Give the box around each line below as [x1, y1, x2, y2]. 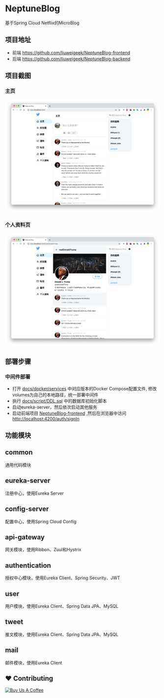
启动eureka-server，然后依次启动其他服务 [12, 404, 97, 410]
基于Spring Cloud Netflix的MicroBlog [5, 20, 80, 26]
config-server [5, 505, 49, 513]
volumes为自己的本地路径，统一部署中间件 [12, 392, 99, 398]
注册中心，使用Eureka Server [5, 490, 64, 496]
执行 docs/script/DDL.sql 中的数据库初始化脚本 [12, 398, 107, 404]
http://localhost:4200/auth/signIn [12, 415, 80, 421]
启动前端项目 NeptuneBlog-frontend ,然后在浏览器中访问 [12, 410, 127, 416]
